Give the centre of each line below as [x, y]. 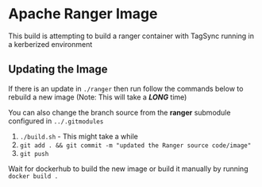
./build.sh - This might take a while [79, 136]
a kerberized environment [50, 44]
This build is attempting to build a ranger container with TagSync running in [131, 36]
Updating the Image [58, 70]
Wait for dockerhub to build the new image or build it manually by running [128, 169]
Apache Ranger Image [83, 14]
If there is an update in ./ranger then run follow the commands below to [126, 88]
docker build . [33, 176]
